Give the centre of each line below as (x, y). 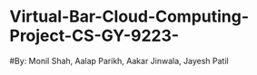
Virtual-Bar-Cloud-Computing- (129, 17)
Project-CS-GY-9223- (94, 36)
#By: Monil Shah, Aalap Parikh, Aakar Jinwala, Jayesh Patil (119, 61)
